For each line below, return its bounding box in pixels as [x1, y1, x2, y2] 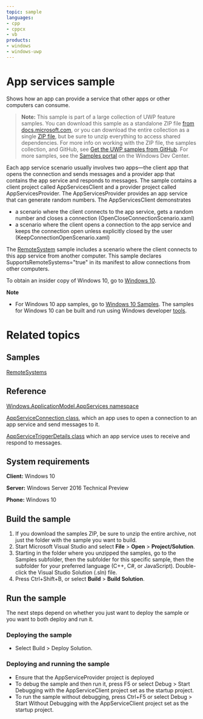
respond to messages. [6, 439, 62, 446]
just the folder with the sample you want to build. [15, 536, 138, 544]
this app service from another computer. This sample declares [6, 252, 162, 259]
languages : [6, 15, 34, 21]
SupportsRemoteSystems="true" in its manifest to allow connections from [6, 258, 191, 265]
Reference [6, 386, 47, 396]
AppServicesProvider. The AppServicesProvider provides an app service [6, 189, 188, 197]
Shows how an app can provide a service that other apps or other [6, 95, 170, 102]
